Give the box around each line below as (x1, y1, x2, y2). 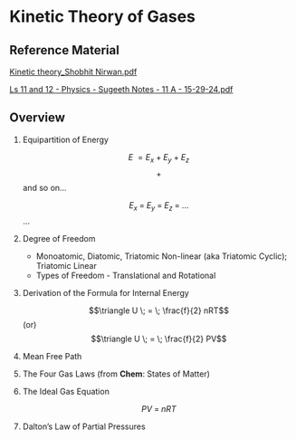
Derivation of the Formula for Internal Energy (22, 288, 190, 299)
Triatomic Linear (35, 261, 97, 272)
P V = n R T (141, 404, 177, 415)
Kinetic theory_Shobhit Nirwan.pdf (9, 66, 138, 77)
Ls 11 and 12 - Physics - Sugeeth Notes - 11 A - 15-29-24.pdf (9, 84, 234, 94)
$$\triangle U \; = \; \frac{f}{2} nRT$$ (89, 305, 229, 316)
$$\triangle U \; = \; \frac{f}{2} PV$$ (91, 333, 227, 345)
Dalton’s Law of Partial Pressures (22, 421, 147, 432)
